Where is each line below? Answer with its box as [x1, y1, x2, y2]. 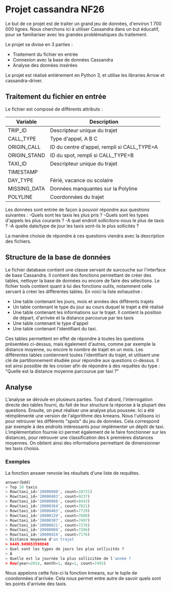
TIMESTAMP [8, 168, 38, 175]
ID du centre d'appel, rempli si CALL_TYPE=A [50, 143, 158, 151]
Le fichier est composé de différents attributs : [5, 106, 103, 112]
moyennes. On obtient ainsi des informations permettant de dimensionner [5, 440, 160, 446]
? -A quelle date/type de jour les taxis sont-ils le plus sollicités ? [5, 223, 139, 229]
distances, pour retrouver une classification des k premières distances [5, 434, 154, 441]
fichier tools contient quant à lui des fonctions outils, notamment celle [5, 283, 152, 289]
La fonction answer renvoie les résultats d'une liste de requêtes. [5, 470, 140, 476]
